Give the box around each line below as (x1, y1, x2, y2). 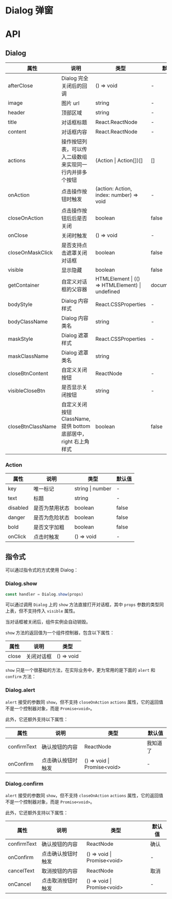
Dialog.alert (5, 687, 35, 694)
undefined (95, 288, 120, 295)
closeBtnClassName (8, 423, 57, 430)
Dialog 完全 (61, 75, 89, 82)
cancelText (8, 867, 35, 874)
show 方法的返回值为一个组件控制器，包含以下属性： (5, 630, 115, 636)
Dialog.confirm (5, 780, 44, 787)
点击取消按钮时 (41, 877, 78, 884)
